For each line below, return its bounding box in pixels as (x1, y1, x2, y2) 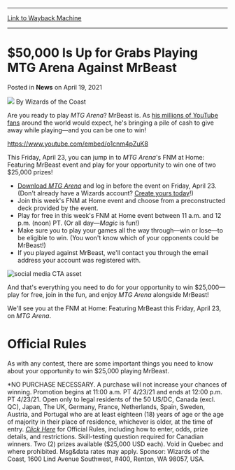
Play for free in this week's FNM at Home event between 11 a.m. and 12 (17, 211, 222, 219)
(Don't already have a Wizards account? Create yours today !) (17, 188, 194, 197)
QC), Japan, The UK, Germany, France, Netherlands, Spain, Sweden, (7, 402, 206, 410)
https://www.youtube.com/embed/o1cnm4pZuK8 (7, 139, 149, 148)
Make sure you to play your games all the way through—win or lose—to (17, 226, 224, 235)
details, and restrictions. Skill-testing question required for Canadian (7, 432, 204, 441)
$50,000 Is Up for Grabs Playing (7, 45, 198, 61)
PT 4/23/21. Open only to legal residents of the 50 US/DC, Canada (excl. (7, 395, 215, 403)
